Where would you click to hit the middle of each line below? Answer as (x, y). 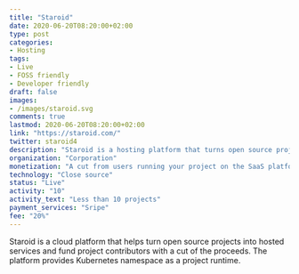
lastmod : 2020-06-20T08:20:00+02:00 (77, 125)
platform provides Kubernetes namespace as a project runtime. (125, 260)
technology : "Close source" (61, 174)
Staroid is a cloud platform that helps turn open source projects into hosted (147, 241)
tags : (19, 59)
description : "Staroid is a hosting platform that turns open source (141, 149)
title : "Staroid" (41, 17)
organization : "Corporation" (63, 158)
